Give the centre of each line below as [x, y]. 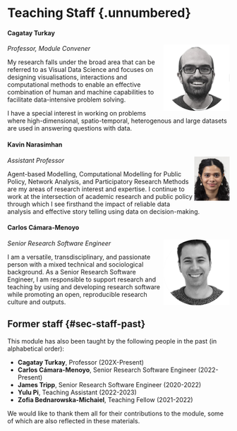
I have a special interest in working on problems [77, 114]
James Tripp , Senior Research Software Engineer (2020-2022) [109, 384]
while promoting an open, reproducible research [78, 294]
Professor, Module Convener [49, 49]
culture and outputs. [37, 302]
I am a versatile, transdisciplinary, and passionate [79, 257]
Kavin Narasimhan [35, 144]
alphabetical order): [36, 348]
